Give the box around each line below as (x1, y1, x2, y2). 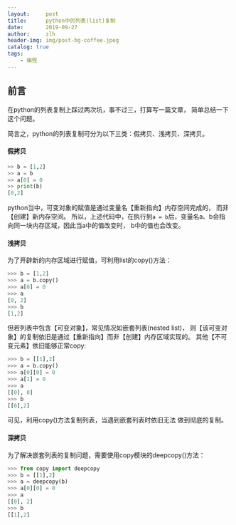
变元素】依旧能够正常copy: (7, 341, 87, 350)
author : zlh (7, 30, 55, 38)
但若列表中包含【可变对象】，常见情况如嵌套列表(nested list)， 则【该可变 (7, 323, 222, 332)
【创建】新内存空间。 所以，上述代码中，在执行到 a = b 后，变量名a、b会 (7, 212, 220, 221)
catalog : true (7, 43, 50, 51)
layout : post (7, 10, 59, 18)
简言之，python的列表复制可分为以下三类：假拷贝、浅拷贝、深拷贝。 (7, 129, 208, 137)
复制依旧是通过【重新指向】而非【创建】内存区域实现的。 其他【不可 (26, 333, 227, 341)
